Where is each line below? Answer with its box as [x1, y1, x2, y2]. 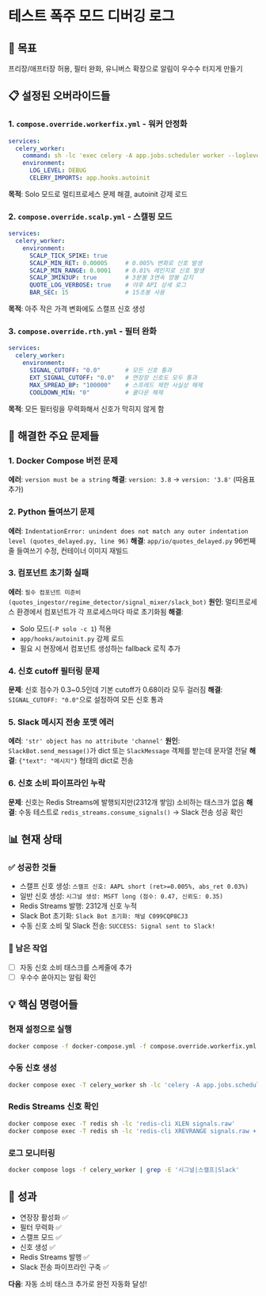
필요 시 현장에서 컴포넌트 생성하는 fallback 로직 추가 [19, 644, 180, 653]
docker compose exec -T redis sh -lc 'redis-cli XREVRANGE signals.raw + [8, 1127, 257, 1135]
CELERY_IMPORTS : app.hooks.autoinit [28, 174, 150, 183]
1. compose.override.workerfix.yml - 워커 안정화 [8, 118, 188, 129]
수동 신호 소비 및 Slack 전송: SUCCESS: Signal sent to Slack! [19, 921, 216, 931]
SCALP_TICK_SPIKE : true [28, 252, 108, 260]
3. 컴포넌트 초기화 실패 [8, 567, 89, 579]
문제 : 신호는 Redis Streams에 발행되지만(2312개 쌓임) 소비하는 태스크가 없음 [8, 797, 245, 806]
